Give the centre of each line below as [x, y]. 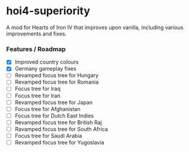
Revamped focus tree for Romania [57, 82]
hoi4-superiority [48, 11]
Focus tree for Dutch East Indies [54, 115]
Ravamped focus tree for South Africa [61, 129]
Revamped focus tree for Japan [54, 102]
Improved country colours [47, 62]
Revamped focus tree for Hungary [57, 75]
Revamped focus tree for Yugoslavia [59, 142]
